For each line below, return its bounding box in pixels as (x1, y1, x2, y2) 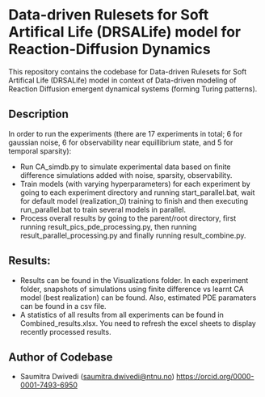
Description (8, 108, 69, 121)
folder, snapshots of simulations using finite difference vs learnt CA (19, 284, 244, 294)
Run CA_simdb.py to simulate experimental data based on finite (19, 162, 232, 171)
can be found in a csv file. (19, 301, 107, 310)
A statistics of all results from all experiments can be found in (19, 310, 224, 319)
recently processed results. (19, 327, 111, 336)
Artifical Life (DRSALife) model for (8, 23, 241, 41)
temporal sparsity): (8, 146, 72, 155)
